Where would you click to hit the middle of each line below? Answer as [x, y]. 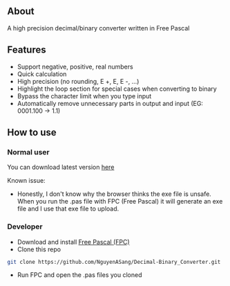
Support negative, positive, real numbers [75, 66]
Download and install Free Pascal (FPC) [73, 242]
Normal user [28, 152]
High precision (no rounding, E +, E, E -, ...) [78, 81]
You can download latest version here [61, 167]
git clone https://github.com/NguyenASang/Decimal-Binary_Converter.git [114, 262]
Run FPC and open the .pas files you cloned [79, 275]
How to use [32, 133]
